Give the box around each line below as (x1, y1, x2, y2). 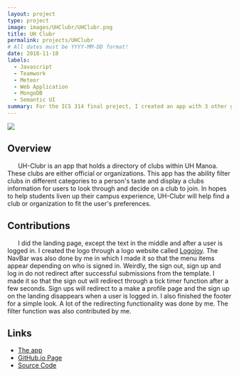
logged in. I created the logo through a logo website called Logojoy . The (7, 246, 218, 254)
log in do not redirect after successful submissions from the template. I (7, 269, 215, 277)
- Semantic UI (14, 97, 55, 104)
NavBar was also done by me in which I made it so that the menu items (7, 254, 215, 262)
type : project (7, 17, 50, 24)
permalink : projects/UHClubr (7, 37, 94, 44)
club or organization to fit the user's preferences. (7, 199, 152, 208)
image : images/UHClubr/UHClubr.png (7, 23, 113, 31)
